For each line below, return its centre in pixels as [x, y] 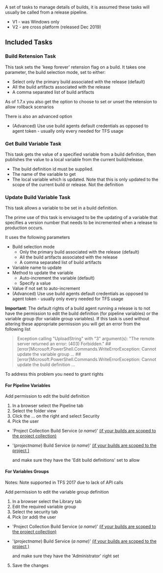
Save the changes [30, 565]
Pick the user [25, 421]
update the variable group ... [46, 354]
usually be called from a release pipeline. [47, 12]
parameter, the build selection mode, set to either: [55, 72]
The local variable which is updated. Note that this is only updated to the [85, 179]
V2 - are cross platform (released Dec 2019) [57, 27]
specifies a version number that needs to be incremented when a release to [81, 223]
